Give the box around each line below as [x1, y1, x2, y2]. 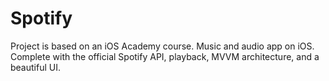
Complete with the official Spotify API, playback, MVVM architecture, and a [10, 50, 320, 62]
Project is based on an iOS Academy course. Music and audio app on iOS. [10, 40, 315, 52]
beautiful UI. [10, 61, 61, 73]
